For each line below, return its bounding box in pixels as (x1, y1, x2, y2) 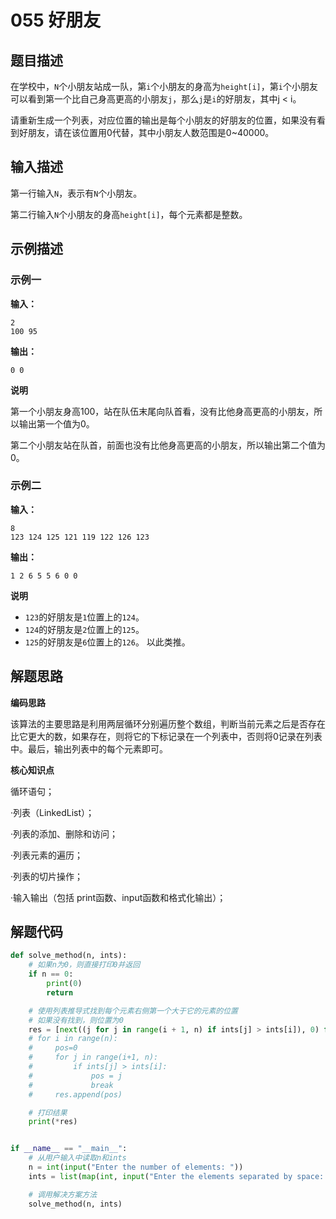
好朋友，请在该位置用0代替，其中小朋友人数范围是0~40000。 (18, 127, 275, 138)
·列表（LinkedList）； (10, 806, 95, 818)
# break (28, 1080, 114, 1090)
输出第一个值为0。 (18, 417, 95, 430)
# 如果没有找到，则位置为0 (28, 1015, 124, 1025)
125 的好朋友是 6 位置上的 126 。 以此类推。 (24, 636, 191, 648)
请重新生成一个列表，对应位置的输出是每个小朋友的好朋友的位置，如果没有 (10, 114, 317, 126)
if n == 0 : (28, 969, 74, 980)
